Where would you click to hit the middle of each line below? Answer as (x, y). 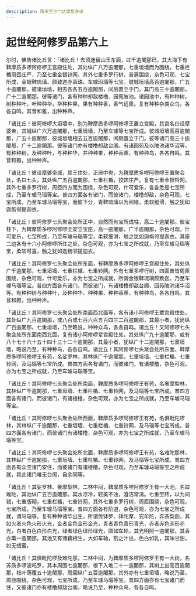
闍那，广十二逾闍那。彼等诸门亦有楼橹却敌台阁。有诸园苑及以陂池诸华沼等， (98, 145)
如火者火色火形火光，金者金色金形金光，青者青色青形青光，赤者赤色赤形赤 (95, 523)
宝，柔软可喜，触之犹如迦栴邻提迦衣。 (52, 251)
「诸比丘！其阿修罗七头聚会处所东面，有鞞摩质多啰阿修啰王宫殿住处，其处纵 (98, 263)
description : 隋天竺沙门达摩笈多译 (45, 11)
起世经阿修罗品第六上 (57, 42)
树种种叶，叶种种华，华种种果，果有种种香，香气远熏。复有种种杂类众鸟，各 (98, 104)
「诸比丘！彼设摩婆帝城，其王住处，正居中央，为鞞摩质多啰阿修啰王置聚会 (95, 172)
